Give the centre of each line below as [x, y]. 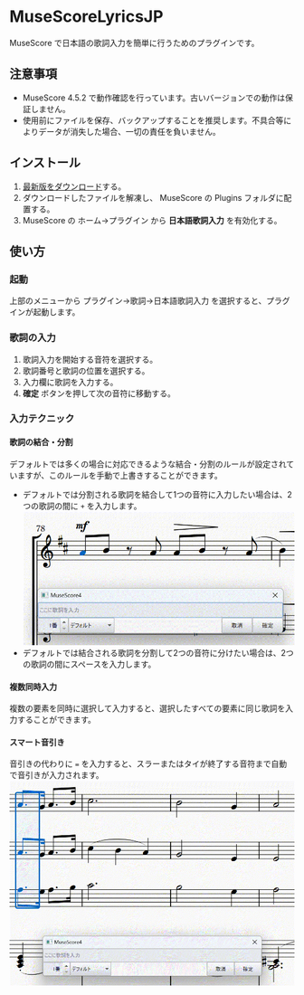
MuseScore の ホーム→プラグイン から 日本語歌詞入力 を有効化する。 [152, 220]
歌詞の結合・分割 [41, 442]
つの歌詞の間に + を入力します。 [82, 506]
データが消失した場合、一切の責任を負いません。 [130, 131]
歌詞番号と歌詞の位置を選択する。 [86, 370]
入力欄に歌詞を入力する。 [70, 382]
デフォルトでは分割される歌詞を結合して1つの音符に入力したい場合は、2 [157, 494]
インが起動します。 [45, 312]
